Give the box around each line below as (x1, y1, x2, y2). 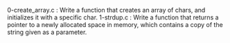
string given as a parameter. (7, 28, 87, 36)
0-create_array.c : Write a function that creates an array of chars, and (7, 6, 206, 14)
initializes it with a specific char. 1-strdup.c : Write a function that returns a (7, 13, 220, 21)
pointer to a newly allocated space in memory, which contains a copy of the (7, 21, 223, 28)
